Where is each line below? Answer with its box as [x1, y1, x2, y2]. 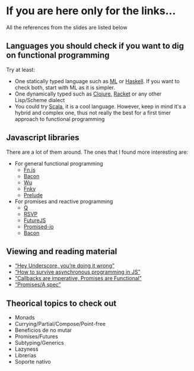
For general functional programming [14, 160, 103, 167]
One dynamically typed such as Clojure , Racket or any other [14, 90, 162, 97]
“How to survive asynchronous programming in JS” [14, 268, 141, 275]
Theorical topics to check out [6, 298, 117, 308]
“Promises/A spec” [14, 281, 61, 288]
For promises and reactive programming [14, 198, 113, 205]
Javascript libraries [6, 132, 79, 143]
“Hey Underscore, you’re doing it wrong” [14, 262, 115, 269]
